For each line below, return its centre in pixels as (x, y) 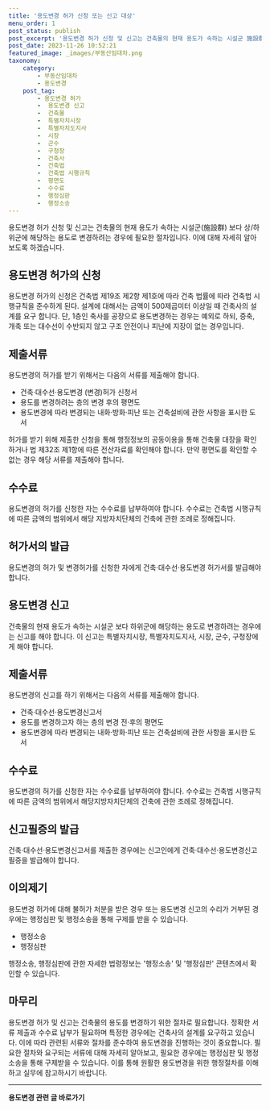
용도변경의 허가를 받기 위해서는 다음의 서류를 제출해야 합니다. (104, 375)
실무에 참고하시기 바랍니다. (65, 1072)
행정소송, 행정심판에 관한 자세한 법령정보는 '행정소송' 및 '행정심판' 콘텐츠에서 (129, 963)
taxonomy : (25, 61)
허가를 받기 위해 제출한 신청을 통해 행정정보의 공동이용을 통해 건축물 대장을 (125, 439)
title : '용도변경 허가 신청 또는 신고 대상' (72, 16)
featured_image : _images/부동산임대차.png (76, 53)
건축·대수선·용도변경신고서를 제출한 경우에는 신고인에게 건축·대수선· (114, 850)
